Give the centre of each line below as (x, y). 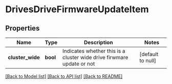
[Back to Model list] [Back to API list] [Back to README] (64, 76)
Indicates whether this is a (94, 51)
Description (99, 43)
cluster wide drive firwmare (95, 57)
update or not (79, 64)
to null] (148, 61)
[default (149, 54)
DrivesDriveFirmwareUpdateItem (77, 9)
